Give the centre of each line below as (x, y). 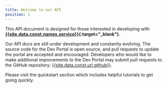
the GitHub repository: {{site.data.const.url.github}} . (59, 65)
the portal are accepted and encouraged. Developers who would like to (78, 54)
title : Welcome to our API (33, 10)
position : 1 (17, 14)
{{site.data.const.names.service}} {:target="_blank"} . (63, 34)
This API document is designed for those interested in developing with (77, 28)
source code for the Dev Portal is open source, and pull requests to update (82, 49)
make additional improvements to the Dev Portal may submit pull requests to (84, 59)
